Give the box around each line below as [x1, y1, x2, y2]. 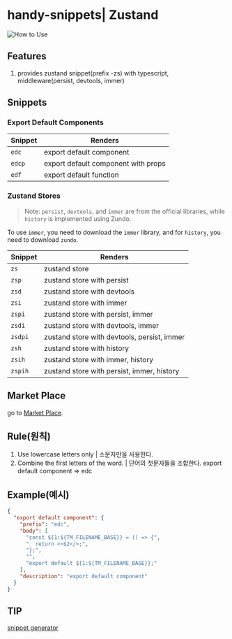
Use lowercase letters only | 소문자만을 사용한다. [17, 450, 153, 459]
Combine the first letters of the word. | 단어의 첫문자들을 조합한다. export [17, 459, 222, 468]
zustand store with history [44, 343, 130, 353]
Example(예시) [7, 489, 70, 501]
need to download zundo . [7, 235, 79, 244]
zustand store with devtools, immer [44, 320, 159, 330]
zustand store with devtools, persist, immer [44, 332, 185, 342]
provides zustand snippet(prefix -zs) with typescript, [17, 69, 169, 77]
